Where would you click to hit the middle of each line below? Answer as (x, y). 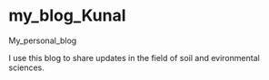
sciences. (26, 67)
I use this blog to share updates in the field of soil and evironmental (134, 58)
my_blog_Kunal (67, 16)
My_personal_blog (43, 40)
